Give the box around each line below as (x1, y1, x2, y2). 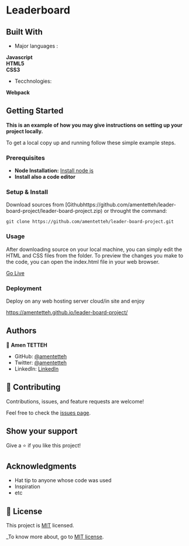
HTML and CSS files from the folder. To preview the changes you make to (6, 252, 184, 259)
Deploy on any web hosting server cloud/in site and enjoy (6, 297, 145, 304)
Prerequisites (6, 154, 45, 162)
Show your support (6, 426, 78, 436)
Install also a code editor (14, 174, 76, 181)
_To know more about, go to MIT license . (6, 533, 104, 540)
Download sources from (6, 201, 64, 208)
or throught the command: (104, 208, 167, 215)
